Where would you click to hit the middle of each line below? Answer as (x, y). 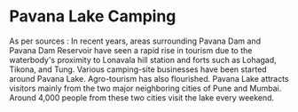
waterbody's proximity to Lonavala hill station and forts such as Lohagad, (143, 60)
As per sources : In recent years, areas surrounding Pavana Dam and (135, 41)
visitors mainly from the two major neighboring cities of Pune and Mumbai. (145, 88)
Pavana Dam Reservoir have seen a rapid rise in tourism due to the (131, 50)
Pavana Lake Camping (93, 16)
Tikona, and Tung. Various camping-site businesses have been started (138, 69)
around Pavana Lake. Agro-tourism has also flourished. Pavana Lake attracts (149, 78)
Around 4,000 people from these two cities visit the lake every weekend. (142, 97)
